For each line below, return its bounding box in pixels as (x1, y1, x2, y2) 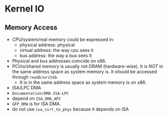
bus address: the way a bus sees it (19, 52, 92, 58)
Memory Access (5, 23, 58, 32)
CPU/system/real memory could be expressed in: (12, 36, 115, 42)
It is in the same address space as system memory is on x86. (19, 79, 147, 85)
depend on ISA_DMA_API (12, 95, 61, 101)
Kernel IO (5, 3, 45, 15)
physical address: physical (19, 42, 75, 48)
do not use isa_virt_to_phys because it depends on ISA (12, 106, 129, 112)
